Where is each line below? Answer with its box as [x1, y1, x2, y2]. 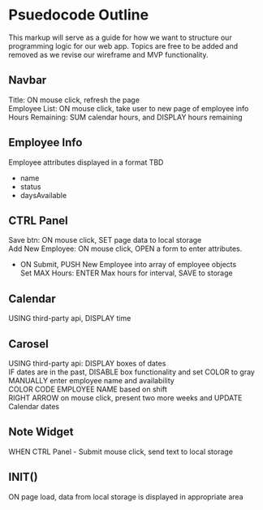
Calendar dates [8, 402, 59, 411]
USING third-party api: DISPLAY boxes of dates [8, 359, 166, 368]
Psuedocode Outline [8, 6, 149, 24]
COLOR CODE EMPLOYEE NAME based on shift [8, 384, 168, 394]
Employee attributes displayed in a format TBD [8, 157, 164, 167]
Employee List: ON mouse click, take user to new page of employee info [8, 103, 249, 113]
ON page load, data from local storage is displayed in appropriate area [8, 491, 244, 501]
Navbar [8, 73, 47, 87]
